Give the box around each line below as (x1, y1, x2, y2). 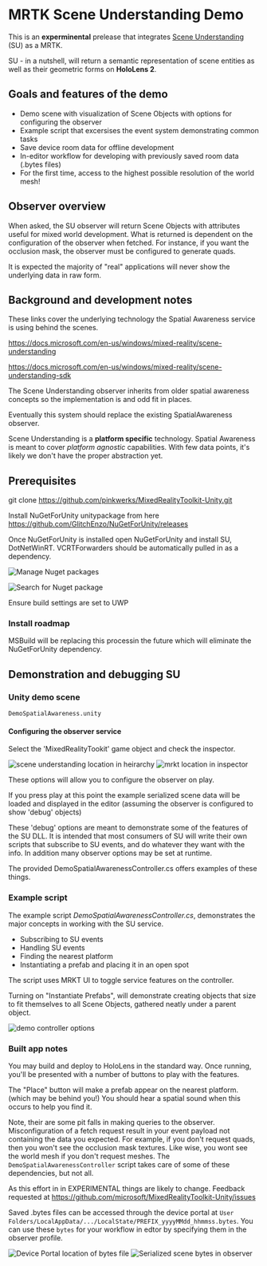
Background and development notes (8, 293, 193, 306)
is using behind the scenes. (8, 323, 99, 333)
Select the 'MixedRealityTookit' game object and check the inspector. (8, 744, 236, 754)
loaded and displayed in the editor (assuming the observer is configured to (8, 799, 253, 809)
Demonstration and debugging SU (8, 668, 181, 681)
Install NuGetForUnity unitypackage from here (8, 511, 159, 520)
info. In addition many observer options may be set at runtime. (8, 848, 213, 858)
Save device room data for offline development (19, 142, 175, 152)
